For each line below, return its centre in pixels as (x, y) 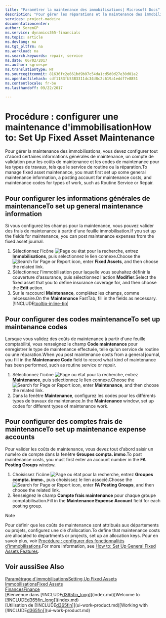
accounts (20, 437)
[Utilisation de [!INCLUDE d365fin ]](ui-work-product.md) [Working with (77, 605)
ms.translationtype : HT (30, 70)
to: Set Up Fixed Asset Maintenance (80, 138)
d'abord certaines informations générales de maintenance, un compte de (80, 157)
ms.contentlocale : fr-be (31, 83)
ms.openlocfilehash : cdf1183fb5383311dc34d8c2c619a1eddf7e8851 (72, 79)
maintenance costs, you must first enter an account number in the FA (76, 459)
